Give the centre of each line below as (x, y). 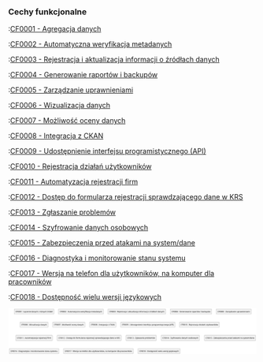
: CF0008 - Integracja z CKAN (56, 136)
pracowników (30, 282)
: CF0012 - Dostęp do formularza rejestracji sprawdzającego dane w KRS (126, 197)
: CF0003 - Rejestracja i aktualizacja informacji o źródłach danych (114, 60)
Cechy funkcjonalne (48, 12)
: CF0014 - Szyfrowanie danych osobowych (78, 228)
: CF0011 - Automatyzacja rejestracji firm (73, 182)
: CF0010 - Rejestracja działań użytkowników (80, 166)
